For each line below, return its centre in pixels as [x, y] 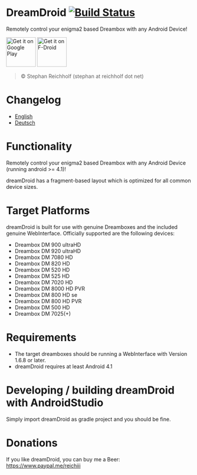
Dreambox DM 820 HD [42, 263]
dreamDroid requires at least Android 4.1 [63, 366]
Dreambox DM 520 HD [42, 270]
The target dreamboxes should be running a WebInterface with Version [101, 353]
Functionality [39, 147]
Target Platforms [48, 211]
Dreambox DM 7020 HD [44, 282]
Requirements [41, 337]
